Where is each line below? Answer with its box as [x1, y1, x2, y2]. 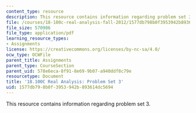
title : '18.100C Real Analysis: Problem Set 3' [6, 79, 124, 85]
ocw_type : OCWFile [6, 52, 51, 58]
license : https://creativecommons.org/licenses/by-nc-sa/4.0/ [6, 47, 160, 52]
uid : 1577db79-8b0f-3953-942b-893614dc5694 [6, 84, 114, 90]
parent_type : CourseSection [6, 62, 75, 69]
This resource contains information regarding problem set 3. [6, 100, 150, 107]
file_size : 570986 [6, 24, 51, 31]
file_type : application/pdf [6, 30, 75, 36]
